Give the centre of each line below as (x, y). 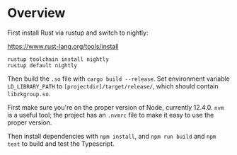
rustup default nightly (42, 65)
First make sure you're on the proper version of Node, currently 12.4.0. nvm (116, 107)
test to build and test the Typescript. (61, 144)
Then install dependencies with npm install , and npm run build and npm (112, 136)
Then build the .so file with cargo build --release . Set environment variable (118, 79)
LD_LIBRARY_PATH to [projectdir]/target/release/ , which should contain (113, 86)
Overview (36, 13)
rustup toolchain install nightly (58, 59)
